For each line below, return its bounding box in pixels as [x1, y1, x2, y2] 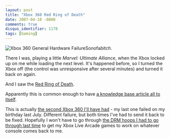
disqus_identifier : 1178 [5, 26, 58, 32]
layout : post [5, 7, 33, 13]
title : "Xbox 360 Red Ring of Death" [5, 12, 86, 17]
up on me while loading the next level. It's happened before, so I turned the [5, 61, 163, 66]
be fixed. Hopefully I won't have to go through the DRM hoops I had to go [5, 117, 159, 123]
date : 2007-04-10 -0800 [5, 17, 56, 22]
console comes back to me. [5, 128, 64, 134]
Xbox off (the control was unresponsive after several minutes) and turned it [5, 66, 163, 72]
